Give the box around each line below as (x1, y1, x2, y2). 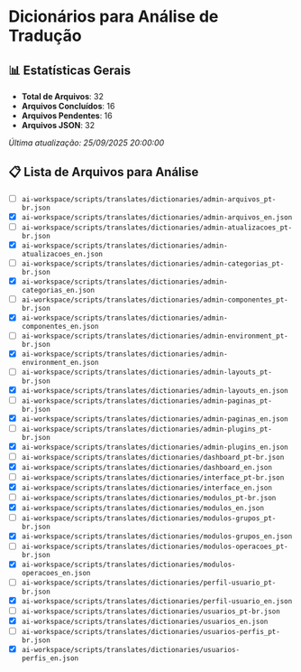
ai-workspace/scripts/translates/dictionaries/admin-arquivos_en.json (21, 212, 293, 222)
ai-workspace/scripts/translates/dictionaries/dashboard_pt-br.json (21, 453, 285, 462)
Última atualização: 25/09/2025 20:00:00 (8, 137, 165, 148)
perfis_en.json (21, 653, 79, 663)
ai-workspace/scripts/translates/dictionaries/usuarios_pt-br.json (21, 607, 280, 616)
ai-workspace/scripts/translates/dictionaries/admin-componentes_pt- (21, 295, 289, 304)
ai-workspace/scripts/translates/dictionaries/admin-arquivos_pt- (21, 194, 277, 204)
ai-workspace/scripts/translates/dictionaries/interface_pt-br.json (21, 472, 285, 482)
